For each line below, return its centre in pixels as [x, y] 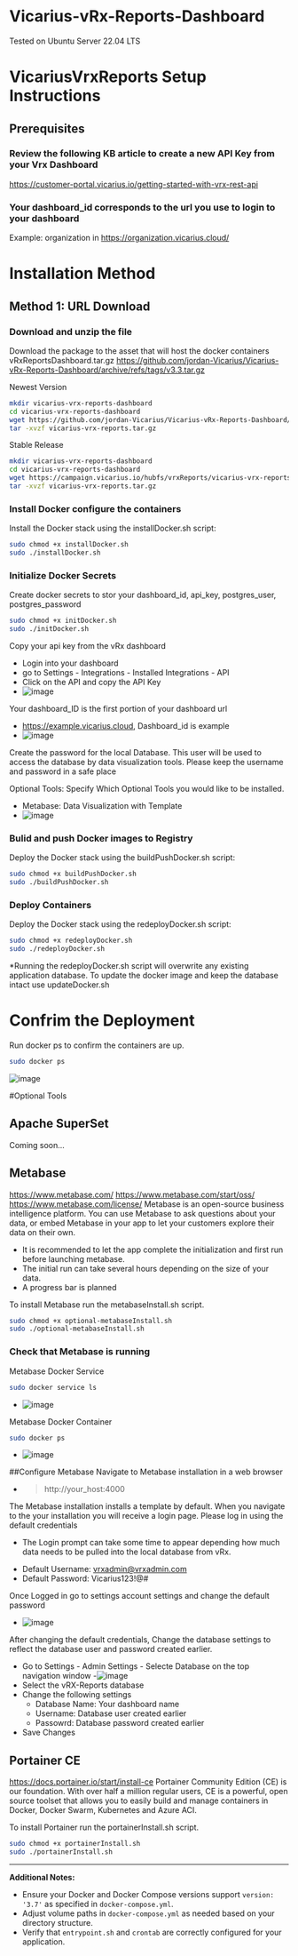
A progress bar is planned [69, 1287]
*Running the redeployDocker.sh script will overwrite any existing [129, 966]
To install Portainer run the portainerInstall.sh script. [104, 1827]
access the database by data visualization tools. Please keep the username [146, 762]
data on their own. [43, 1232]
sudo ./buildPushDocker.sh [59, 882]
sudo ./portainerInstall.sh [61, 1852]
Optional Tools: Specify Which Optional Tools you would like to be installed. [147, 789]
